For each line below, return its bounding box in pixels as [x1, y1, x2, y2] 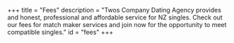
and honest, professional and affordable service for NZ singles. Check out [7, 13, 223, 21]
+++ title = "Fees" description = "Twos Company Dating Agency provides [7, 6, 221, 14]
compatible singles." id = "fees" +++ [7, 28, 114, 36]
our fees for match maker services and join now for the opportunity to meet [7, 21, 227, 28]
